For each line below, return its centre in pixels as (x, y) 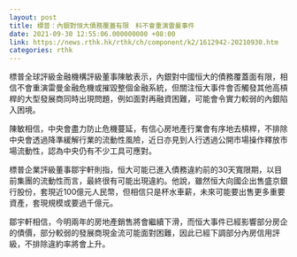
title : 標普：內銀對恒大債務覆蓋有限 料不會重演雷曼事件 (102, 26)
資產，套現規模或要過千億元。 (63, 203)
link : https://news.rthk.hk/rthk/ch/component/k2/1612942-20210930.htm (144, 42)
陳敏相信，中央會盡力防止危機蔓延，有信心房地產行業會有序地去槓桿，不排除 (148, 128)
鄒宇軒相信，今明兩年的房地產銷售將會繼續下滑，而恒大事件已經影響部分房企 (148, 222)
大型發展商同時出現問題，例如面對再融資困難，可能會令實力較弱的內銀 (152, 99)
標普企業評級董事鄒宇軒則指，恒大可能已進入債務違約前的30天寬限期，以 (142, 170)
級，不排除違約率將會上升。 (60, 244)
